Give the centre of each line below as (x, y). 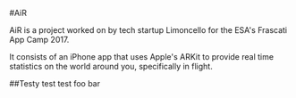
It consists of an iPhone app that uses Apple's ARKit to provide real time (142, 57)
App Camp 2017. (39, 40)
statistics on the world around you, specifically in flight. (111, 66)
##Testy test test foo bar (55, 83)
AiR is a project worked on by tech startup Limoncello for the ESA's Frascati (148, 30)
